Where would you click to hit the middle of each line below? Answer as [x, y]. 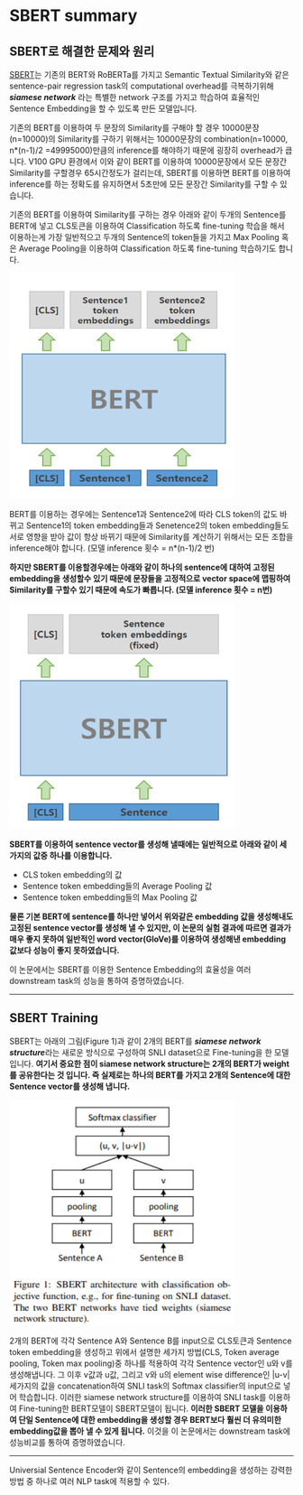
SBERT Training [54, 1018]
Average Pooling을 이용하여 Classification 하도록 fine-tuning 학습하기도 [147, 248]
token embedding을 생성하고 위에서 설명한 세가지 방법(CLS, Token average [144, 1351]
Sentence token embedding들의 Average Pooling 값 [117, 886]
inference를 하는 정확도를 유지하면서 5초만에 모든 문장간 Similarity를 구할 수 [143, 184]
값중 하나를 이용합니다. [73, 855]
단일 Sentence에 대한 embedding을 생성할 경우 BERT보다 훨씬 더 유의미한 [150, 1419]
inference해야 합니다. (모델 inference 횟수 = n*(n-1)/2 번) [112, 548]
